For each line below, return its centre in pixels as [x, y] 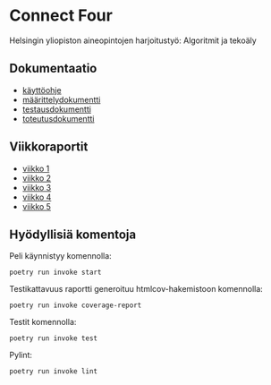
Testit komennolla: [43, 322]
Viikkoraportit [49, 147]
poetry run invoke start [55, 273]
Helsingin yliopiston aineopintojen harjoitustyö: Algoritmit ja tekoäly [133, 40]
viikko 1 [36, 168]
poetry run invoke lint [54, 372]
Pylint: [21, 355]
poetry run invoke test [54, 338]
